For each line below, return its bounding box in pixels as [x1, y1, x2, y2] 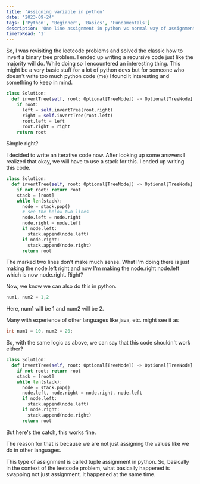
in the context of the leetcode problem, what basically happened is [6, 464, 170, 471]
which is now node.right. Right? [6, 271, 83, 278]
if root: [17, 101, 39, 107]
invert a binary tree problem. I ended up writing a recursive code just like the [6, 54, 193, 61]
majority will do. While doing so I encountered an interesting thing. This [6, 60, 180, 67]
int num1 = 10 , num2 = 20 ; [6, 328, 73, 334]
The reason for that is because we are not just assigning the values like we [6, 440, 189, 447]
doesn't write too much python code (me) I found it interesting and [6, 73, 170, 80]
